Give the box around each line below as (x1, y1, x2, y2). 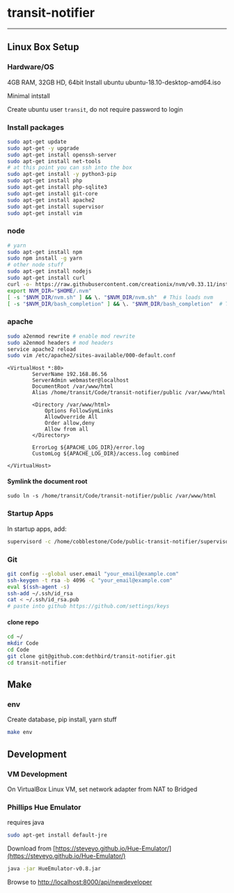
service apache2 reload (7, 345, 77, 353)
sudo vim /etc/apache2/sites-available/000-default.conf (7, 352, 176, 359)
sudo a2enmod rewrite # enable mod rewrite (7, 333, 136, 340)
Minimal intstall (7, 91, 50, 100)
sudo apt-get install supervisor (7, 203, 104, 210)
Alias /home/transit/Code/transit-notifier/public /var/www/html (32, 389, 226, 396)
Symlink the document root (7, 476, 88, 486)
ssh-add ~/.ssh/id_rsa (7, 590, 73, 597)
